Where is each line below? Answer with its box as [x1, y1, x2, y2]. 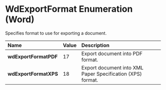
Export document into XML [81, 64, 144, 71]
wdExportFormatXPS [7, 70, 58, 77]
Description [81, 42, 110, 49]
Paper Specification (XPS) [81, 70, 142, 77]
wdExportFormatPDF [7, 53, 58, 60]
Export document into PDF [81, 50, 143, 57]
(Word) [5, 14, 35, 25]
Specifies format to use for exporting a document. [5, 30, 107, 36]
